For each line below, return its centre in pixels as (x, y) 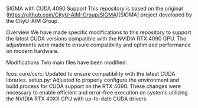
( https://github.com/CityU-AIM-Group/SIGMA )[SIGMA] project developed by (99, 15)
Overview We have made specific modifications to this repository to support (99, 32)
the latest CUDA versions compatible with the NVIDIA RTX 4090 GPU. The (96, 38)
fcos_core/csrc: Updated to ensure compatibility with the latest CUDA (91, 74)
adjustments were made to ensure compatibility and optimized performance (98, 45)
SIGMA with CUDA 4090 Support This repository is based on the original (95, 9)
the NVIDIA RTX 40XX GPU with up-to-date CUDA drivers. (77, 99)
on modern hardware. (33, 51)
